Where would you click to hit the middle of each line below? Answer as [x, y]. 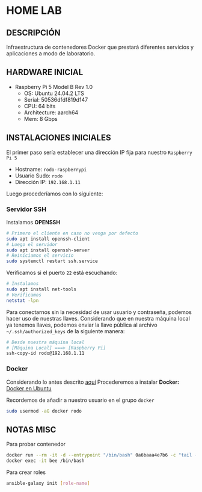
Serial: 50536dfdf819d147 [56, 99]
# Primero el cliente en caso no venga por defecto [72, 233]
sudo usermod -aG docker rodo [44, 411]
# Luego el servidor [32, 244]
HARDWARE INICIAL [45, 72]
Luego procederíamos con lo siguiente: [55, 194]
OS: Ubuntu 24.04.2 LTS [54, 93]
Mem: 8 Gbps [41, 118]
